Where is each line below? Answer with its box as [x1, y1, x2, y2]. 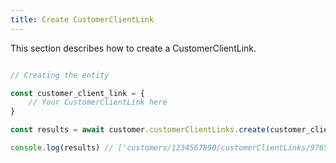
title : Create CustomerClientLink [10, 14, 155, 25]
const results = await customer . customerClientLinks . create [10, 125, 267, 135]
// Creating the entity [10, 70, 110, 80]
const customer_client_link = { [10, 88, 145, 98]
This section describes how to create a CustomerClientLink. [10, 42, 257, 54]
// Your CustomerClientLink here [28, 97, 168, 108]
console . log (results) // [10, 143, 114, 153]
